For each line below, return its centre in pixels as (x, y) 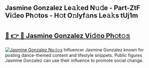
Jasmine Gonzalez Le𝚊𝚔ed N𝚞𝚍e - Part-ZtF (73, 8)
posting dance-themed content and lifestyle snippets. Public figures (74, 55)
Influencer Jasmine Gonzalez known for (104, 50)
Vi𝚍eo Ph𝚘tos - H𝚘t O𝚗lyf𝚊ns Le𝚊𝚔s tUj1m (72, 16)
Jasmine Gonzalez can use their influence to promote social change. (74, 60)
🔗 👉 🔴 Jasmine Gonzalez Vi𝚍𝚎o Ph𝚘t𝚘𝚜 (68, 36)
